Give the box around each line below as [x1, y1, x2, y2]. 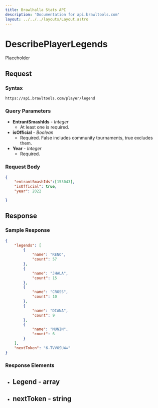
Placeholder [5, 55, 30, 61]
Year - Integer [12, 146, 42, 152]
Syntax [5, 84, 23, 91]
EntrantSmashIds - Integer [12, 119, 69, 125]
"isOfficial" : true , [14, 184, 57, 189]
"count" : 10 [32, 294, 57, 299]
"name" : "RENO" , [32, 252, 66, 257]
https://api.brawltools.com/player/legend [5, 96, 95, 101]
